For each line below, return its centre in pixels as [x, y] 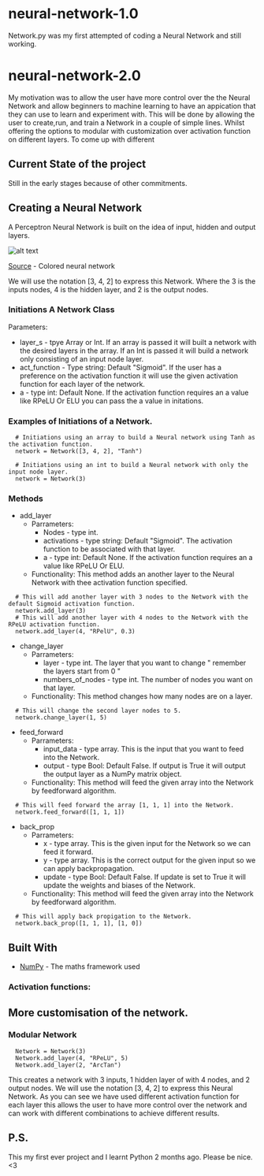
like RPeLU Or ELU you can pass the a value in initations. [112, 401]
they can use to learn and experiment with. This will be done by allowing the [132, 114]
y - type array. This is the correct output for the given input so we [149, 860]
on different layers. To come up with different [82, 139]
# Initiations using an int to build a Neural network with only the [132, 466]
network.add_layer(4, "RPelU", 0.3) [75, 632]
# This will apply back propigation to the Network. [104, 917]
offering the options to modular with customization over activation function [129, 131]
